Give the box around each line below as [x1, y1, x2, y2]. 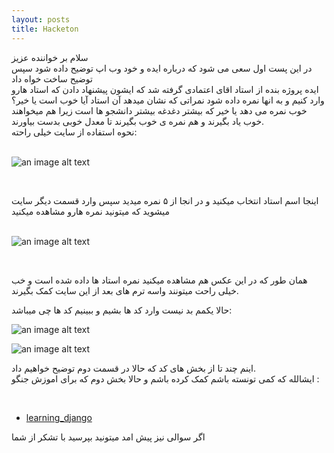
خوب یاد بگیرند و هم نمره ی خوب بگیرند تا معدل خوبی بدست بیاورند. [11, 115, 265, 127]
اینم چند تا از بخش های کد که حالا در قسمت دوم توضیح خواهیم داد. [11, 362, 257, 374]
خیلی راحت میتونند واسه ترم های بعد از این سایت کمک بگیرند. [11, 284, 239, 296]
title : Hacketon [11, 24, 79, 34]
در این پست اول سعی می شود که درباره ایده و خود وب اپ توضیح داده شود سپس [11, 62, 313, 74]
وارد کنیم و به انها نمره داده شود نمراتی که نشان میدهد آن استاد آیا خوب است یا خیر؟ [11, 94, 325, 106]
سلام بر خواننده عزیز [11, 51, 89, 63]
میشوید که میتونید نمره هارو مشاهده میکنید [11, 205, 170, 217]
